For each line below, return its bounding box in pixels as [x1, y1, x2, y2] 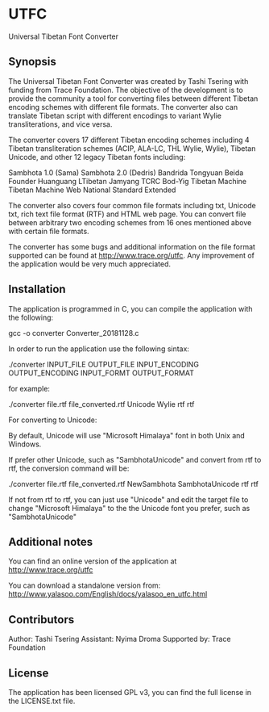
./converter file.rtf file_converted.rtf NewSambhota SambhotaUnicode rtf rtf [8, 479, 259, 488]
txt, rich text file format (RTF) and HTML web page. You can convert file [8, 209, 246, 219]
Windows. [8, 439, 42, 449]
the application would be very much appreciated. [8, 259, 172, 269]
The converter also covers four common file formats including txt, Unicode [8, 200, 256, 210]
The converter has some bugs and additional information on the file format [8, 241, 256, 251]
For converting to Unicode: [8, 415, 97, 425]
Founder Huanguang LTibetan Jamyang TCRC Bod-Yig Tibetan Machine [8, 176, 247, 186]
